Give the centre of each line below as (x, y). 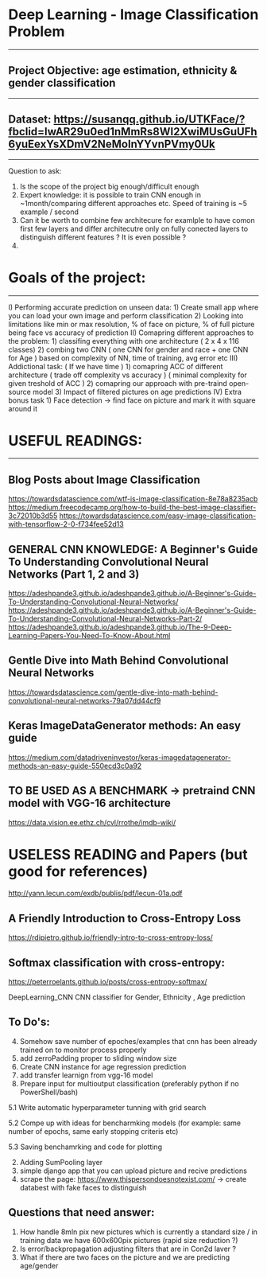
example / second (49, 212)
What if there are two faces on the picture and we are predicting (125, 1257)
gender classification (62, 83)
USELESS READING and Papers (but (128, 854)
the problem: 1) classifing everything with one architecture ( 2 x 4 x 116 (124, 341)
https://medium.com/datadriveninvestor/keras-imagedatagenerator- (120, 757)
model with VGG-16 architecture (89, 803)
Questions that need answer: (81, 1212)
